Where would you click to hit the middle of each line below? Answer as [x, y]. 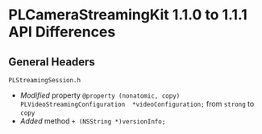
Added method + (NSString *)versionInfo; [93, 121]
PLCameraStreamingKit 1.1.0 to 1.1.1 [128, 15]
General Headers [52, 62]
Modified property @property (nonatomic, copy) [100, 95]
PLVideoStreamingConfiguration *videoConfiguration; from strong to [137, 104]
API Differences [62, 32]
